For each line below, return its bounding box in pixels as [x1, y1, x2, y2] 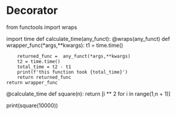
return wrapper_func [6, 79, 58, 85]
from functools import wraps [6, 23, 77, 31]
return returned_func [17, 74, 71, 80]
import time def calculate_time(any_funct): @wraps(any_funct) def [6, 35, 171, 42]
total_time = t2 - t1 [17, 64, 71, 70]
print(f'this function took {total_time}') [17, 69, 128, 75]
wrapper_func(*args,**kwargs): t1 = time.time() [6, 42, 124, 49]
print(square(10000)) [6, 102, 58, 109]
